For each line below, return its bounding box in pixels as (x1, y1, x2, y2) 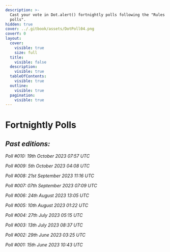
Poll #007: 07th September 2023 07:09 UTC (5, 183, 98, 189)
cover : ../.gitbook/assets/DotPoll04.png (5, 26, 95, 32)
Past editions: (5, 139, 50, 148)
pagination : (10, 93, 36, 98)
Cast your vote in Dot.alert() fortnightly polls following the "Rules (10, 12, 165, 17)
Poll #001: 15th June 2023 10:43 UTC (5, 242, 83, 248)
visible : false (14, 60, 47, 65)
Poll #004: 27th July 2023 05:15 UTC (5, 212, 83, 218)
